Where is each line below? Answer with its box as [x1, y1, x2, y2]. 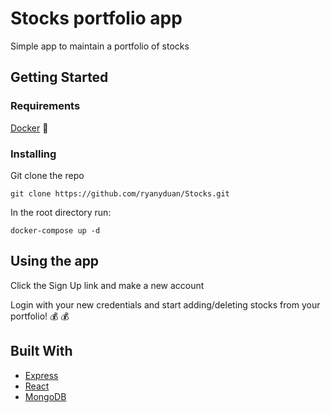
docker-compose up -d [10, 225, 101, 236]
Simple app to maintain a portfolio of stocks [10, 40, 190, 52]
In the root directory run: [10, 206, 112, 218]
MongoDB [24, 390, 67, 402]
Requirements [10, 99, 81, 113]
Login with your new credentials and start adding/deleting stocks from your [10, 298, 321, 311]
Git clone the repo [10, 169, 85, 181]
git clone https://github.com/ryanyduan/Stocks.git [10, 188, 230, 199]
